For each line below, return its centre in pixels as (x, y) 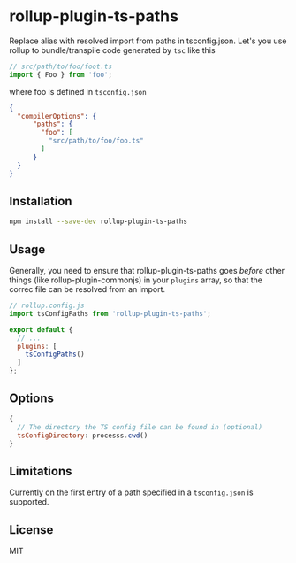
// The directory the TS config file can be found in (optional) (140, 427)
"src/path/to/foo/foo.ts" (96, 141)
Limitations (41, 471)
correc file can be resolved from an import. (87, 289)
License (31, 530)
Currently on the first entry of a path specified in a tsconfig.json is (131, 492)
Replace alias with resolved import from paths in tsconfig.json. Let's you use (148, 41)
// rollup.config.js (47, 306)
